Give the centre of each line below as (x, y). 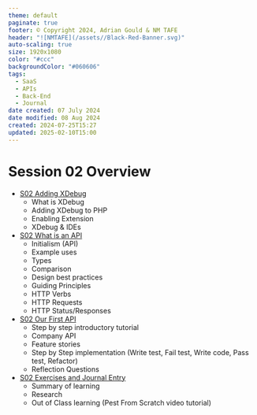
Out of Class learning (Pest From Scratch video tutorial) (121, 402)
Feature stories (56, 344)
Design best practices (67, 277)
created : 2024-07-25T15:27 (52, 125)
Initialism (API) (55, 243)
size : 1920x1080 (35, 52)
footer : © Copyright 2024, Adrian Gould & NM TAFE (93, 30)
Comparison (51, 269)
